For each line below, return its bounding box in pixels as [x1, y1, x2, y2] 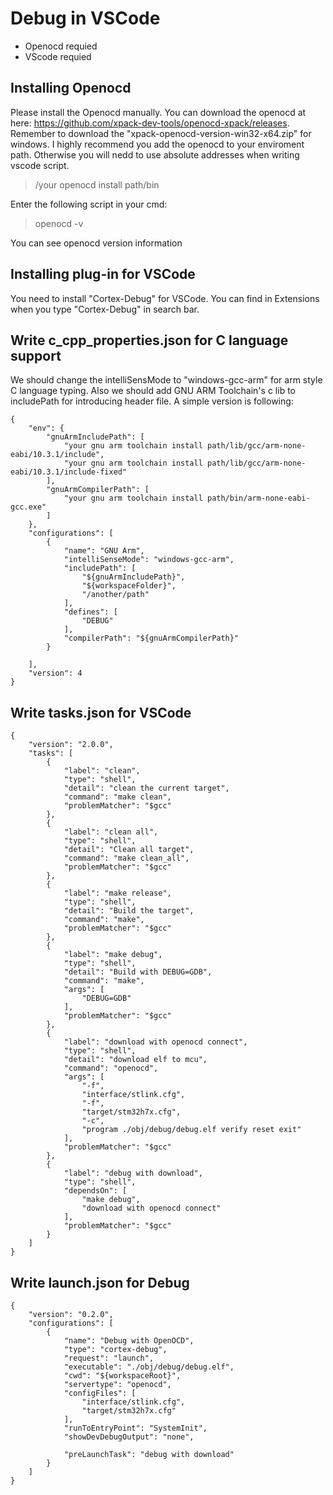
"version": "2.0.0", [28, 740, 114, 750]
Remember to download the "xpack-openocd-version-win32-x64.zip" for [10, 127, 312, 139]
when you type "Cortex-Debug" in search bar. [10, 303, 200, 315]
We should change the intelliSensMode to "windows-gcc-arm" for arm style [10, 374, 323, 386]
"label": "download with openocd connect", [63, 1037, 248, 1047]
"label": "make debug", [63, 950, 163, 960]
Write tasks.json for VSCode [10, 704, 192, 721]
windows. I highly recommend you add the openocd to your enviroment [10, 138, 305, 150]
